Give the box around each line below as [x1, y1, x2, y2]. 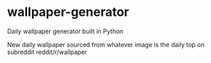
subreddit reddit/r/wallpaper [7, 48, 88, 56]
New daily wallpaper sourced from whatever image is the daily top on [7, 40, 205, 48]
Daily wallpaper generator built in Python [7, 27, 124, 35]
